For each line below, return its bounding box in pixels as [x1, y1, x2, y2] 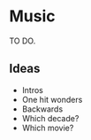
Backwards [21, 104, 64, 114]
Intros [21, 84, 44, 95]
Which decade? [21, 113, 80, 123]
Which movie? [21, 122, 74, 133]
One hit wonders [21, 94, 83, 105]
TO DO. [9, 35, 36, 46]
